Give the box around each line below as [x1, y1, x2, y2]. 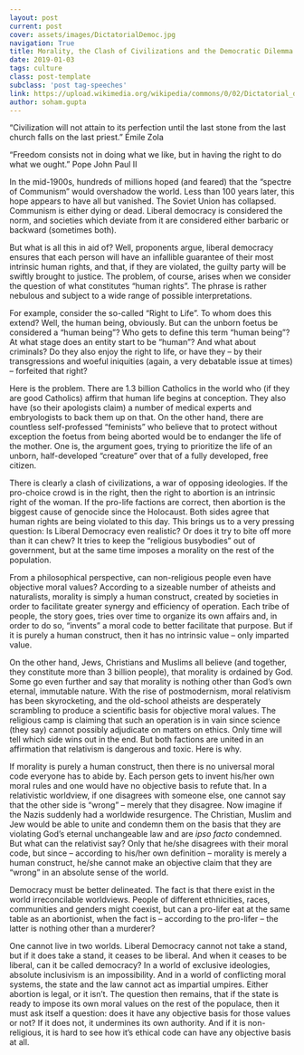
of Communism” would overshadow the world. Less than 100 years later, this [9, 187, 295, 197]
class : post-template [9, 72, 91, 82]
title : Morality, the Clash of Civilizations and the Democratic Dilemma [9, 47, 294, 56]
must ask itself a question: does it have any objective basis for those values [9, 1008, 291, 1019]
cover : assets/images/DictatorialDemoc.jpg [9, 30, 176, 39]
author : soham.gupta [9, 97, 88, 107]
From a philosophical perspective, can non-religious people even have [9, 572, 271, 583]
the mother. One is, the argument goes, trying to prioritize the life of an [9, 441, 273, 452]
